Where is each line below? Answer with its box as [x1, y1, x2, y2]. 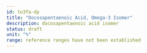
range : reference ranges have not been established [6, 37, 141, 43]
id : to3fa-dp [6, 9, 40, 15]
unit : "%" [6, 32, 32, 38]
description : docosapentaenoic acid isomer [6, 20, 119, 26]
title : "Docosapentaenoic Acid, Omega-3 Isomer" [6, 15, 133, 21]
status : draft [6, 26, 43, 32]
